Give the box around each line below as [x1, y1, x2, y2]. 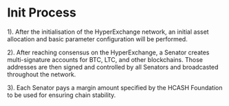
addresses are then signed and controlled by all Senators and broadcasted [7, 63, 219, 71]
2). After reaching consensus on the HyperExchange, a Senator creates [7, 48, 210, 56]
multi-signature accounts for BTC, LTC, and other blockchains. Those [7, 55, 203, 63]
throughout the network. [7, 70, 76, 78]
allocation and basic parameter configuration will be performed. [7, 34, 188, 43]
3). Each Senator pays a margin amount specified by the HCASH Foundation [7, 83, 223, 92]
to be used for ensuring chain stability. [7, 91, 116, 99]
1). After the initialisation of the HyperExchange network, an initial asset [7, 28, 209, 36]
